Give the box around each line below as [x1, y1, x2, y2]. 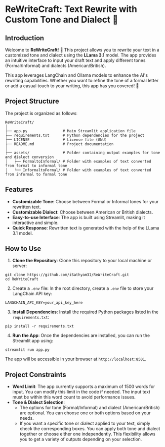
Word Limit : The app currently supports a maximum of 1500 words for [12, 384, 155, 390]
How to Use [5, 244, 41, 253]
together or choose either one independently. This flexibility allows [19, 431, 156, 437]
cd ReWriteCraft [5, 277, 39, 282]
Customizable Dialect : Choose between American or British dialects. [12, 209, 153, 215]
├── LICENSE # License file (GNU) [5, 137, 107, 142]
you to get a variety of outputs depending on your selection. [19, 436, 142, 442]
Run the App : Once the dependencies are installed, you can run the [12, 333, 150, 338]
